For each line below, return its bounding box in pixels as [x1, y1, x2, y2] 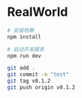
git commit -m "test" [7, 71, 70, 78]
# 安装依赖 [7, 27, 34, 34]
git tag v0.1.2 [7, 77, 51, 85]
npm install [7, 33, 41, 40]
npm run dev [7, 52, 41, 59]
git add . [7, 65, 36, 72]
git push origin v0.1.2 [7, 84, 76, 91]
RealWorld [7, 4, 68, 20]
